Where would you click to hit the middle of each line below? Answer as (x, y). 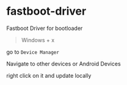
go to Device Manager (33, 52)
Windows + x (38, 40)
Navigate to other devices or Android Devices (64, 64)
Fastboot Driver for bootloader (45, 28)
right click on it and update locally (49, 75)
